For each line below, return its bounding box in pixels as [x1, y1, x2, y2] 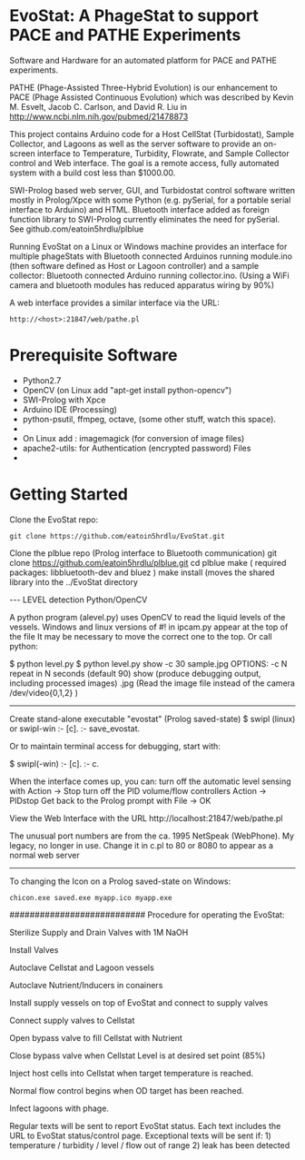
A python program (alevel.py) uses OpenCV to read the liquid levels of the [9, 611, 286, 622]
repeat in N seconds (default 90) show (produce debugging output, [9, 668, 261, 679]
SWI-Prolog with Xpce [22, 394, 106, 405]
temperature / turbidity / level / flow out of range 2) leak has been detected [9, 1139, 290, 1150]
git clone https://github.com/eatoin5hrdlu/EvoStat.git [9, 531, 225, 540]
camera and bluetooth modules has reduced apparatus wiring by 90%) [9, 279, 275, 291]
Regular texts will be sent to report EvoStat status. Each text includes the [9, 1120, 281, 1131]
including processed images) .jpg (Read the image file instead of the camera [9, 678, 295, 689]
